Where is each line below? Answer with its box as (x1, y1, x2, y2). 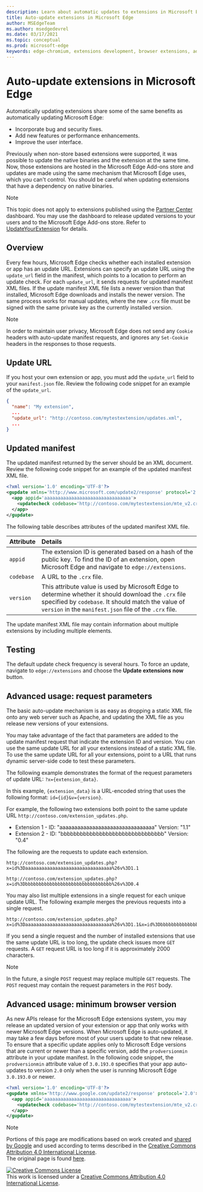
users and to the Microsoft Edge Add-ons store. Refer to (6, 219, 146, 226)
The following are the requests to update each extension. (6, 849, 149, 856)
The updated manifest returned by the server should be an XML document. (6, 459, 193, 466)
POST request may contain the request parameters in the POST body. (6, 982, 173, 989)
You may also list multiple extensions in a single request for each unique (6, 892, 186, 899)
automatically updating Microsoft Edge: (6, 113, 105, 121)
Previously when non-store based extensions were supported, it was (6, 150, 178, 157)
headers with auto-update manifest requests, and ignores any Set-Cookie (6, 334, 188, 341)
